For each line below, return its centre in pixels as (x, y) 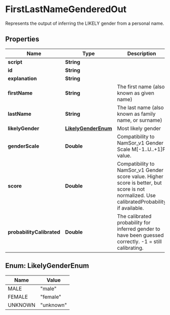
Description (142, 53)
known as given (136, 93)
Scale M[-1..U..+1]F (141, 149)
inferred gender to (139, 229)
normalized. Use (136, 195)
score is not (131, 189)
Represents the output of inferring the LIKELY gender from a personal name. (85, 23)
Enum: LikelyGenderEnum (47, 266)
